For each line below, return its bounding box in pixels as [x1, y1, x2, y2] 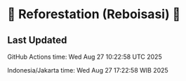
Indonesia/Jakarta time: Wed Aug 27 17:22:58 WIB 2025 [7, 66, 168, 74]
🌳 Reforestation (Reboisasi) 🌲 [7, 6, 181, 22]
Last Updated [7, 34, 67, 46]
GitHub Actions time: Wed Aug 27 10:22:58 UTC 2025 [7, 52, 163, 61]
